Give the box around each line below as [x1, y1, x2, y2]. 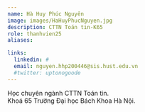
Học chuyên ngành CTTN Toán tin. [7, 89, 109, 97]
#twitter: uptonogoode [14, 69, 81, 77]
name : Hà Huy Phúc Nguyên [7, 10, 84, 18]
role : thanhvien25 [7, 30, 62, 38]
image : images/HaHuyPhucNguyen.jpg [7, 17, 113, 24]
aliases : [7, 37, 33, 44]
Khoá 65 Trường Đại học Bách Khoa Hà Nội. [7, 96, 136, 105]
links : [7, 50, 27, 57]
